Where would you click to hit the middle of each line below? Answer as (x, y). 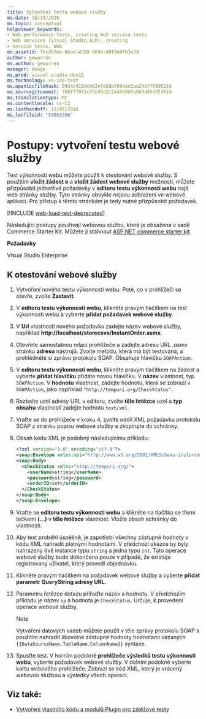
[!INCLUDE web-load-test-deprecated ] (56, 213)
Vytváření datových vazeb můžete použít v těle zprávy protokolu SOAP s (108, 631)
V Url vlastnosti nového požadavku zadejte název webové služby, (99, 327)
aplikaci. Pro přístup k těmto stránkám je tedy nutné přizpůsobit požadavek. (102, 201)
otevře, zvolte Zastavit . (45, 296)
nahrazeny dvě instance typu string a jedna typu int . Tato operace (101, 550)
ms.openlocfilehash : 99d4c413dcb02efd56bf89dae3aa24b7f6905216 (90, 87)
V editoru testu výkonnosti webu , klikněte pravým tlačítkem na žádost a (108, 370)
